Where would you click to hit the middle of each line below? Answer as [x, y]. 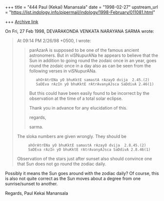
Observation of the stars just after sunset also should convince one [84, 159]
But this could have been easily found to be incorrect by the [89, 93]
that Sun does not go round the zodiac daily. [61, 164]
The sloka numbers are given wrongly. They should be [72, 136]
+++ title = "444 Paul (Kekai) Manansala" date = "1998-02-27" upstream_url [82, 7]
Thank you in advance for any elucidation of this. [78, 108]
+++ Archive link [22, 22]
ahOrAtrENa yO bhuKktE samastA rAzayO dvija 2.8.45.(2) [87, 145]
